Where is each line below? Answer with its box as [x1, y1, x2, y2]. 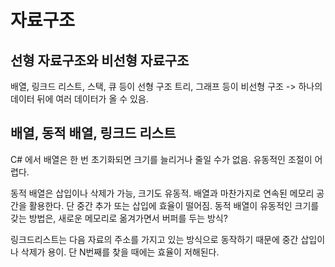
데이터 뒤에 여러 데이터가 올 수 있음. [10, 93, 149, 105]
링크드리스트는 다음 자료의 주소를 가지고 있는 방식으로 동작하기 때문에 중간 [10, 233, 299, 245]
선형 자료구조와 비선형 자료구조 [10, 52, 190, 69]
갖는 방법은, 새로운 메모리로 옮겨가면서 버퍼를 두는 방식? [10, 212, 228, 224]
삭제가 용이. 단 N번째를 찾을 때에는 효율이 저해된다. [20, 246, 220, 258]
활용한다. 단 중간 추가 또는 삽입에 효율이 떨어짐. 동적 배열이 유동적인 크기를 [28, 199, 320, 211]
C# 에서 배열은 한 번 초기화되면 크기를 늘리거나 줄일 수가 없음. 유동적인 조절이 [10, 153, 313, 165]
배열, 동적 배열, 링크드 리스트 [10, 125, 177, 142]
